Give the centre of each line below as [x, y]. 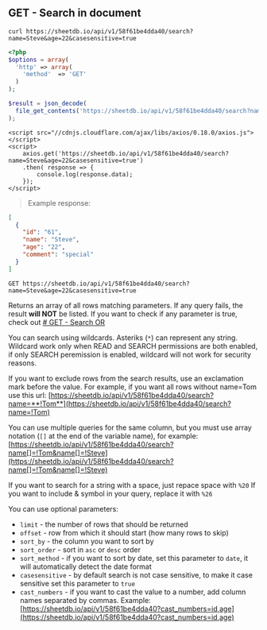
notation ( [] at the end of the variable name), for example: [103, 435]
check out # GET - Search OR [57, 322]
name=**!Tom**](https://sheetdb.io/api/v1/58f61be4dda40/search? [120, 404]
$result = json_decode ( [48, 104]
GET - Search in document [75, 13]
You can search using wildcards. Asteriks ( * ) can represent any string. [123, 338]
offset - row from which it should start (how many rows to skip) [124, 532]
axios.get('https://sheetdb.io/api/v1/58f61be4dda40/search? [126, 153]
